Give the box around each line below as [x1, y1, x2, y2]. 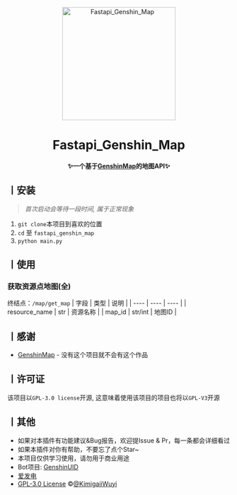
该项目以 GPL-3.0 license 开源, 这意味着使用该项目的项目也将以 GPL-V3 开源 [7, 393, 221, 402]
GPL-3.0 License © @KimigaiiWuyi [17, 479, 117, 488]
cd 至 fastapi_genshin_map [17, 228, 95, 237]
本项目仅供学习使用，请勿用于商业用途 [17, 453, 129, 462]
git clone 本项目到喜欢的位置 [17, 219, 103, 228]
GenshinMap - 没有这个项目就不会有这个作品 [17, 351, 149, 359]
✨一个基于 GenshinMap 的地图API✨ [67, 161, 170, 170]
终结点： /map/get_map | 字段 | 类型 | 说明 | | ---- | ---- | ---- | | [7, 299, 187, 308]
